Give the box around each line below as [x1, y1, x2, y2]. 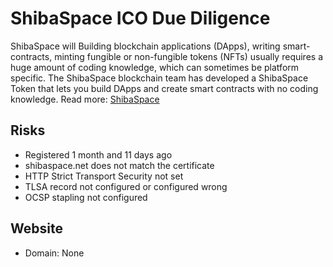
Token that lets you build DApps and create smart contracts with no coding [10, 82, 319, 94]
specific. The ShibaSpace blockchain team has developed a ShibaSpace [10, 72, 309, 84]
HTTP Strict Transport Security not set [24, 170, 184, 182]
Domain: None [24, 247, 85, 259]
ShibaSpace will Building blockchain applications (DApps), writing [10, 40, 281, 52]
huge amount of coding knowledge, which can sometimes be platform [10, 61, 300, 73]
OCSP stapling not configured [24, 191, 148, 203]
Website [10, 220, 63, 237]
